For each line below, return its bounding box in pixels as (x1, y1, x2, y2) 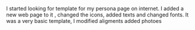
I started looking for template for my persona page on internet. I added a (6, 5, 184, 12)
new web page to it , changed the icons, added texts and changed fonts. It (6, 11, 189, 18)
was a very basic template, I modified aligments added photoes (6, 18, 162, 24)
